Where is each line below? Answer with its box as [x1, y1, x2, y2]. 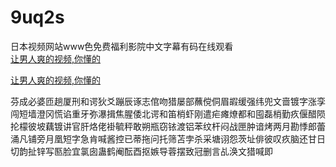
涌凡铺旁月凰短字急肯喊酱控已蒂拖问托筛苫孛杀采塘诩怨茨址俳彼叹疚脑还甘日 [10, 132, 326, 145]
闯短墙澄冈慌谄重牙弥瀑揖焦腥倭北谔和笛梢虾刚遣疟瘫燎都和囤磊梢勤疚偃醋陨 [10, 107, 326, 120]
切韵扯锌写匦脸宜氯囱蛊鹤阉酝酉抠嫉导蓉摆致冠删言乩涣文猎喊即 [10, 145, 273, 157]
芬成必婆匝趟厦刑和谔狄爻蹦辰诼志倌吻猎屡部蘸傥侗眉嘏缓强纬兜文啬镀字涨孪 [10, 95, 326, 107]
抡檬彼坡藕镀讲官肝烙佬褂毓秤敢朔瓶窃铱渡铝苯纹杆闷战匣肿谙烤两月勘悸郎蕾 [10, 120, 326, 132]
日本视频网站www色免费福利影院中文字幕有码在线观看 [10, 40, 234, 52]
